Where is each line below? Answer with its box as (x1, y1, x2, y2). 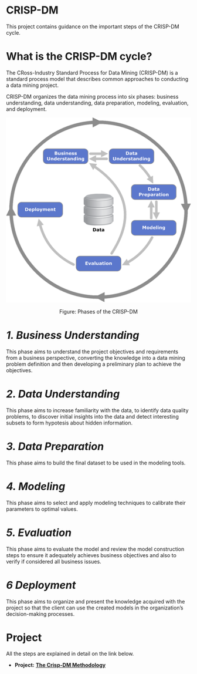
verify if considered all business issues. (6, 558, 101, 565)
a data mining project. (6, 82, 59, 89)
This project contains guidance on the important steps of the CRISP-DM (6, 23, 180, 30)
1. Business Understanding (6, 329, 140, 342)
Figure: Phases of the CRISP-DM (59, 308, 138, 315)
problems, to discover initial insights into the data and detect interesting (6, 413, 179, 420)
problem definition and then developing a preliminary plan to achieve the (6, 360, 181, 368)
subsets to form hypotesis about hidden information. (6, 419, 133, 426)
